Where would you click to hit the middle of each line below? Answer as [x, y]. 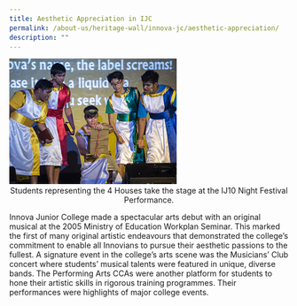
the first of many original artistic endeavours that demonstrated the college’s [149, 235]
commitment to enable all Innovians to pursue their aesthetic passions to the [148, 245]
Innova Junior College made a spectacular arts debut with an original [135, 217]
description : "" [39, 37]
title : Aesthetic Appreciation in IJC [81, 19]
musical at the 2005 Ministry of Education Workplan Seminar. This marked [145, 226]
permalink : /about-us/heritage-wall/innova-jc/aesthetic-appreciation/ [144, 28]
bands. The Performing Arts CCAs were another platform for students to [141, 273]
